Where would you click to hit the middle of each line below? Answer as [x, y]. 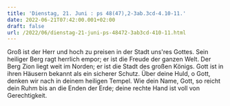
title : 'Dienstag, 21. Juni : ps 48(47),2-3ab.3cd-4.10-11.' [97, 13]
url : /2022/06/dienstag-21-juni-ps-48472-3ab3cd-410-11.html [97, 32]
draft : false [26, 26]
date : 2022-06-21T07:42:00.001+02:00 [61, 20]
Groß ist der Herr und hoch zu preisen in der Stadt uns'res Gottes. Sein [108, 52]
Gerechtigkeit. [27, 96]
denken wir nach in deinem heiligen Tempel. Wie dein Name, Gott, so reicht [114, 81]
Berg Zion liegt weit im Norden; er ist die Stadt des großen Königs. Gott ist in [115, 66]
